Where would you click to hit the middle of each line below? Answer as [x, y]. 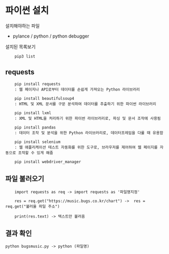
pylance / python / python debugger [51, 36]
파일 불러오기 [25, 179]
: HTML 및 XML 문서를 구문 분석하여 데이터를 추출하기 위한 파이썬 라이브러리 [85, 104]
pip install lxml [33, 113]
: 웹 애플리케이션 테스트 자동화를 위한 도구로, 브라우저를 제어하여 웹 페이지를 [86, 147]
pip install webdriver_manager [48, 162]
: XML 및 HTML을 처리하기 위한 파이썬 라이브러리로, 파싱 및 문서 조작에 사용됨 [88, 118]
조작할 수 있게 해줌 [35, 153]
